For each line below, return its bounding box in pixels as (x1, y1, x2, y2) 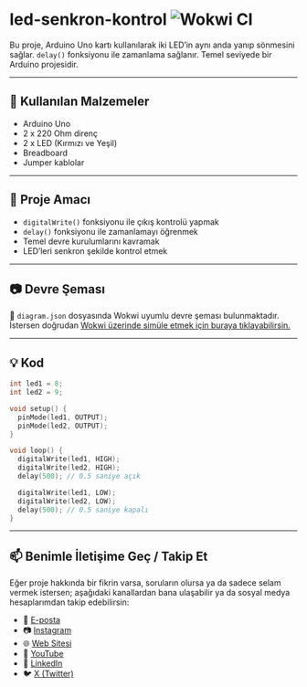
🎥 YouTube (22, 649, 64, 660)
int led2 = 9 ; (9, 388, 64, 397)
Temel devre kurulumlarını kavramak (22, 236, 160, 247)
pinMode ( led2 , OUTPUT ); (17, 421, 108, 430)
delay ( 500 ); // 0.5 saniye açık (17, 471, 142, 481)
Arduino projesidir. (9, 58, 79, 69)
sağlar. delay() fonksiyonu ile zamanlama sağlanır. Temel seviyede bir (9, 48, 272, 59)
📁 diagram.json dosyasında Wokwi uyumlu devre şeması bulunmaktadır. (9, 311, 281, 322)
